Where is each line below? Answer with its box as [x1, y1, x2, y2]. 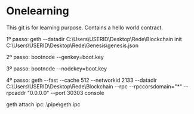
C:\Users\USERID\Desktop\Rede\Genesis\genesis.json [6, 42, 139, 49]
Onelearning [6, 4, 70, 18]
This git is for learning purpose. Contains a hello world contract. [6, 24, 163, 31]
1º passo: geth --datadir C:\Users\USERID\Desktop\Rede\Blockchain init [6, 35, 182, 42]
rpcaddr [6, 89, 26, 96]
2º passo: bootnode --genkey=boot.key [6, 53, 104, 60]
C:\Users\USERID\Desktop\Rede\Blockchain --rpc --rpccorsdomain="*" [6, 82, 183, 90]
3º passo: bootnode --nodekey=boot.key [6, 64, 107, 72]
